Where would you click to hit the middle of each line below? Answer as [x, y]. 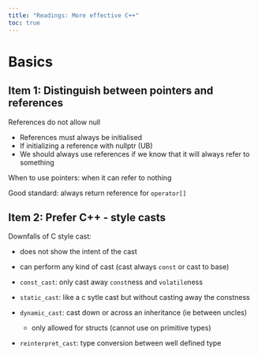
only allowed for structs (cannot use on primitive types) [121, 328]
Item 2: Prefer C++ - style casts [87, 217]
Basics [31, 62]
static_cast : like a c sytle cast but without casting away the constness [135, 298]
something [37, 162]
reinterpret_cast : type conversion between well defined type [120, 343]
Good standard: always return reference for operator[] [97, 193]
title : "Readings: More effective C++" [74, 15]
